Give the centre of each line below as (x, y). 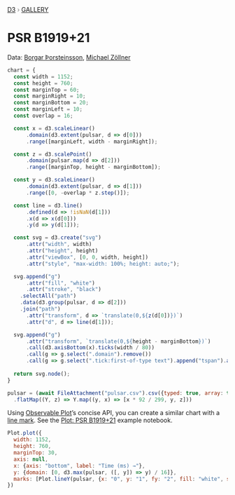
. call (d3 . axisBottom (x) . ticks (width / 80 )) (90, 348)
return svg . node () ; (42, 374)
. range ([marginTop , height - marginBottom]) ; (93, 167)
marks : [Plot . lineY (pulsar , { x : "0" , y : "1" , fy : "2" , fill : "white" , (119, 479)
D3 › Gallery (28, 9)
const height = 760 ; (43, 83)
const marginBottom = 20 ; (51, 103)
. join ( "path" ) (40, 309)
